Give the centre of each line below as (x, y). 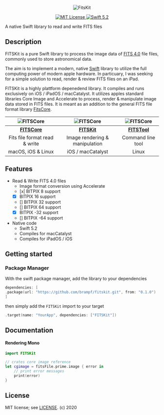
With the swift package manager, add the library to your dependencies (76, 279)
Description (23, 42)
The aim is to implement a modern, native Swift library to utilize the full (76, 68)
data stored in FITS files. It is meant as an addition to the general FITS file (79, 104)
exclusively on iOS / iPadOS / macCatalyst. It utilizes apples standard (74, 94)
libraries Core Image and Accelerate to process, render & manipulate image (81, 98)
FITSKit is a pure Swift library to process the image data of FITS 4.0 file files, (82, 53)
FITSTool (139, 129)
